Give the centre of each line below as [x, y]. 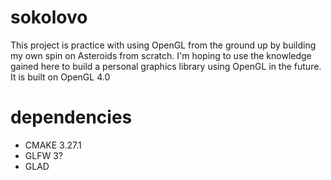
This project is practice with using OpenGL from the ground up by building [163, 45]
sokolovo [49, 17]
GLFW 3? [43, 155]
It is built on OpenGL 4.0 [60, 77]
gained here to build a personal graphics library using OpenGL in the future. [166, 66]
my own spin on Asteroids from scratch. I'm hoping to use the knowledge [161, 55]
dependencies [71, 117]
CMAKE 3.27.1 [53, 145]
